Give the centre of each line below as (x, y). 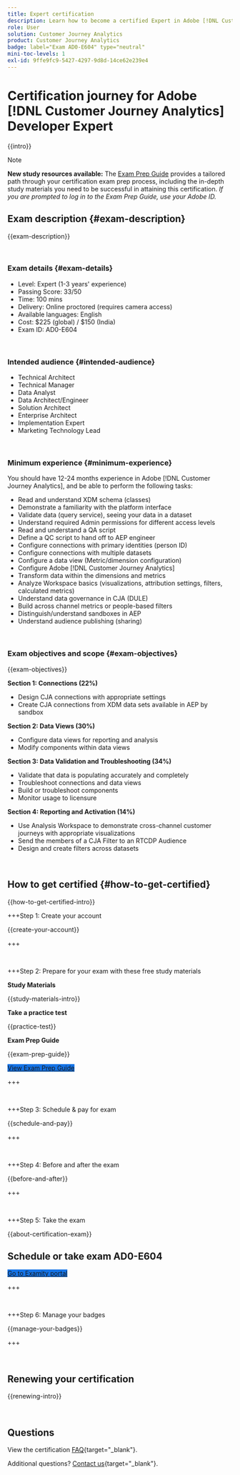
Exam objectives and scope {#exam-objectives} (93, 654)
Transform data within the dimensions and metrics (92, 576)
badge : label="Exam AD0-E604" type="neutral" (76, 47)
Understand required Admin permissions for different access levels (116, 523)
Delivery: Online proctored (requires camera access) (95, 306)
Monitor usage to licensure (57, 798)
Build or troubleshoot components (68, 790)
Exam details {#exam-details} (60, 269)
